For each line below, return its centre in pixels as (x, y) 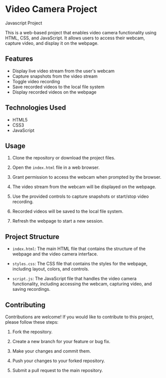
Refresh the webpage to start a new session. (58, 221)
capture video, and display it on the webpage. (52, 43)
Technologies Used (35, 108)
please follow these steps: (32, 322)
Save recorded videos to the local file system (58, 87)
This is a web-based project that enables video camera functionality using (81, 32)
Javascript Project (24, 23)
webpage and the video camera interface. (55, 254)
